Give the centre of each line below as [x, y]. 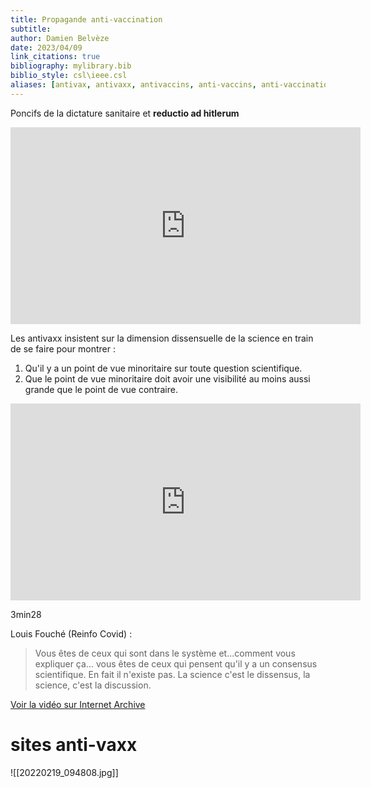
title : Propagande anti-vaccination [86, 19]
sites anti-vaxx [74, 744]
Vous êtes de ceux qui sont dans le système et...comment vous [165, 653]
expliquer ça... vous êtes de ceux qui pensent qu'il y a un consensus [176, 663]
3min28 [26, 614]
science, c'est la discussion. [93, 685]
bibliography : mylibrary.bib [71, 66]
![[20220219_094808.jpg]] [64, 772]
